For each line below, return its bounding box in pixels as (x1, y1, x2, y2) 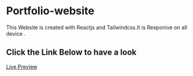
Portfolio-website (6, 4, 95, 18)
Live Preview (6, 63, 37, 70)
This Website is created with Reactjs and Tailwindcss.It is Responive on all (6, 24, 188, 31)
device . (6, 30, 26, 37)
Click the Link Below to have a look (6, 47, 137, 58)
